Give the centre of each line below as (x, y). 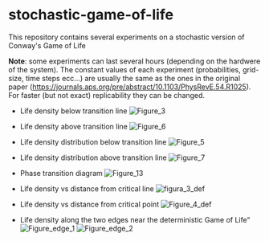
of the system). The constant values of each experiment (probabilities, (124, 69)
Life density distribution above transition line (93, 157)
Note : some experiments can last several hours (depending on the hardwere (134, 61)
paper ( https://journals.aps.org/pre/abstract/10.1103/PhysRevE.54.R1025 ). (130, 87)
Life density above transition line (74, 126)
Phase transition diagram (61, 173)
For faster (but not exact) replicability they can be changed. (107, 95)
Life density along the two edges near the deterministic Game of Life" (135, 219)
